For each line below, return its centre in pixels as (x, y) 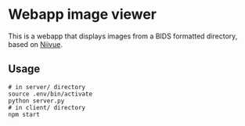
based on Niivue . (35, 44)
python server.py (36, 101)
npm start (24, 114)
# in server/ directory (47, 87)
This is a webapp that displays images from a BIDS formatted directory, (123, 36)
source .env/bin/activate (50, 94)
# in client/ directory (47, 107)
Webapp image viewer (83, 14)
